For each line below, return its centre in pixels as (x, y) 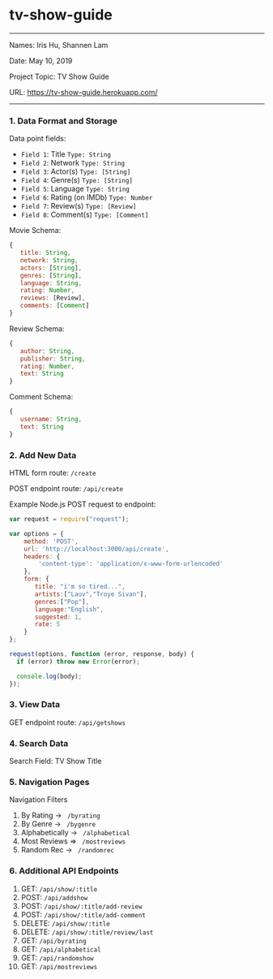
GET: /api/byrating (54, 940)
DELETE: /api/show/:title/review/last (87, 932)
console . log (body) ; (49, 676)
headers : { (42, 556)
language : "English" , (69, 609)
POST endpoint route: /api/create (66, 489)
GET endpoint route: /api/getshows (68, 722)
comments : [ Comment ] (55, 306)
